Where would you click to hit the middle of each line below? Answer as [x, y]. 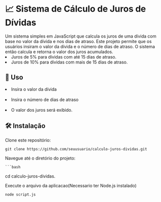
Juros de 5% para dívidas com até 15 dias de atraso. [64, 57]
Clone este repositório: [28, 140]
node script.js [20, 194]
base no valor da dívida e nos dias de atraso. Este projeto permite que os [79, 41]
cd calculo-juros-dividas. [30, 176]
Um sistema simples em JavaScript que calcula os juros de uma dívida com [81, 36]
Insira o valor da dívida [34, 89]
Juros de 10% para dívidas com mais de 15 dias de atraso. [70, 62]
